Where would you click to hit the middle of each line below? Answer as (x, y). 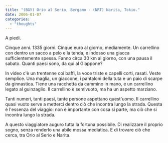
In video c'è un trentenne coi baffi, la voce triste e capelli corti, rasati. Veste (83, 73)
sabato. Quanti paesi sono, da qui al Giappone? (54, 63)
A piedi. (13, 38)
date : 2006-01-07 (23, 14)
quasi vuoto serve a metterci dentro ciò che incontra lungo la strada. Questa (84, 104)
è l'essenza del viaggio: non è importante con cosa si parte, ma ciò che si (81, 109)
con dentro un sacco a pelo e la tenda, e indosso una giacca (67, 53)
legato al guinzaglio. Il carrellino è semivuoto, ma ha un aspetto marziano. (81, 89)
